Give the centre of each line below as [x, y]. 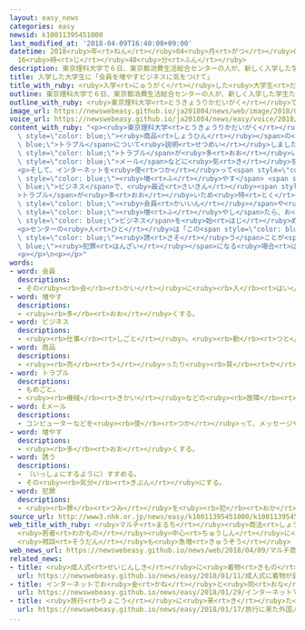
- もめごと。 [39, 390]
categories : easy [42, 26]
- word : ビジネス [39, 322]
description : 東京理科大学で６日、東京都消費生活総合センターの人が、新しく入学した [151, 69]
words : [22, 263]
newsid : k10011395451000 [56, 35]
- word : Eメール [38, 407]
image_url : [30, 111]
